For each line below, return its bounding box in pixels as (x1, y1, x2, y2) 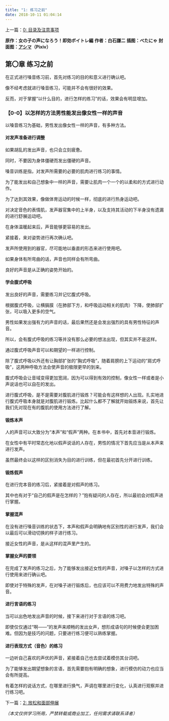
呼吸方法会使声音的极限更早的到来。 (29, 364, 105, 370)
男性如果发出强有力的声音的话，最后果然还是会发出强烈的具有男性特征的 (5, 319, 155, 325)
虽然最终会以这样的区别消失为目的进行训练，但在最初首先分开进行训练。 (5, 457, 155, 463)
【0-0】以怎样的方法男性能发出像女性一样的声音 (5, 110, 123, 117)
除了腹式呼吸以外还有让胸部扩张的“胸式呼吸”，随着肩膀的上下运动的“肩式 (5, 358, 157, 364)
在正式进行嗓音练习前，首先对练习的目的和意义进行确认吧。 (5, 74, 129, 80)
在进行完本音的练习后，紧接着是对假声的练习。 (5, 482, 102, 488)
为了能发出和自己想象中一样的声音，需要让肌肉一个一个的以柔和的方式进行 (5, 179, 159, 185)
